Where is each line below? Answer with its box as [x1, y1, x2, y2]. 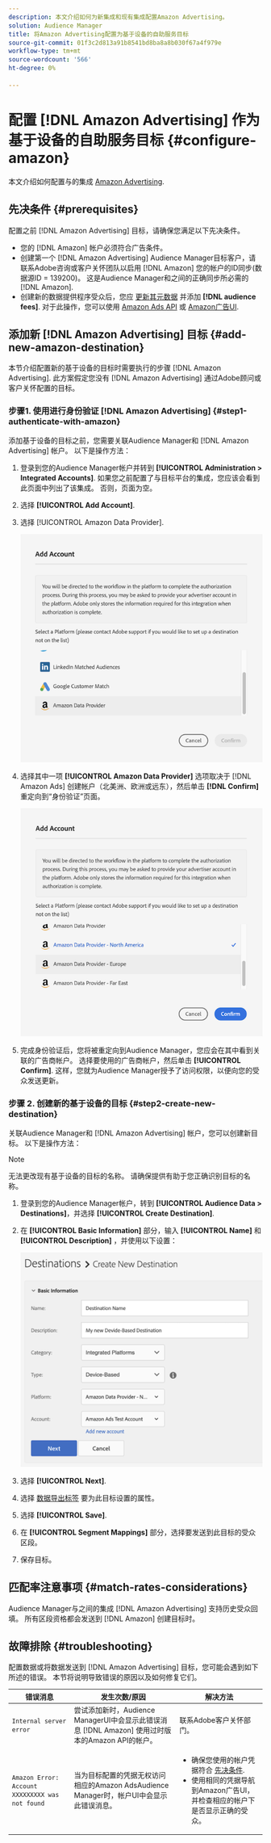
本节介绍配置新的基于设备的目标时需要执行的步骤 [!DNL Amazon [8, 363, 222, 373]
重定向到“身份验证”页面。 [19, 791, 105, 801]
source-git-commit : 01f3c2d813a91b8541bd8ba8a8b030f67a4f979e [8, 39, 222, 47]
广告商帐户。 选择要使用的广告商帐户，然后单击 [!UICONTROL [34, 1056, 241, 1065]
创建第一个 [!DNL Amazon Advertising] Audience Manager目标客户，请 [19, 253, 256, 262]
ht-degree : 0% [8, 65, 56, 73]
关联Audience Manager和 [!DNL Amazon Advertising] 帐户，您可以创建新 [8, 1127, 252, 1138]
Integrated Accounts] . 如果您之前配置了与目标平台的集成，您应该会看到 [19, 472, 261, 482]
